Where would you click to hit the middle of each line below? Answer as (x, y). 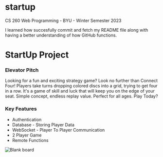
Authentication (27, 119)
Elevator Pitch (22, 70)
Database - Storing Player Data (43, 125)
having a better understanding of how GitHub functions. (61, 35)
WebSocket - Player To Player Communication (58, 130)
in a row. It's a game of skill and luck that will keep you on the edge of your (80, 91)
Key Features (21, 109)
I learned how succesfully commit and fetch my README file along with (77, 30)
